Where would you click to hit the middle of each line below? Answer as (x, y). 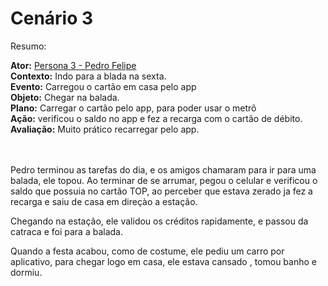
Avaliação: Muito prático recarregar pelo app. (105, 129)
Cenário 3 (52, 18)
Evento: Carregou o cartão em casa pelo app (103, 86)
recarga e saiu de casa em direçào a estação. (104, 201)
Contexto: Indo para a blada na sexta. (88, 76)
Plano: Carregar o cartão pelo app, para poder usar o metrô (133, 108)
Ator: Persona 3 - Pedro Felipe (73, 65)
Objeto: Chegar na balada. (65, 97)
